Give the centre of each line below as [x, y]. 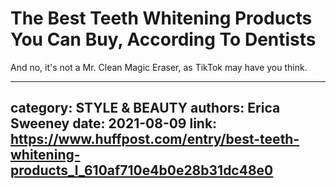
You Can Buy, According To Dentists [163, 39]
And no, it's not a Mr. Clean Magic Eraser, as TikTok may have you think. [159, 67]
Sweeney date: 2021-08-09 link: [114, 123]
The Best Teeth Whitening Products [161, 18]
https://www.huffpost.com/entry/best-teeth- [155, 139]
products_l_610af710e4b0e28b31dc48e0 [142, 170]
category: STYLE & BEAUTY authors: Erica [145, 108]
